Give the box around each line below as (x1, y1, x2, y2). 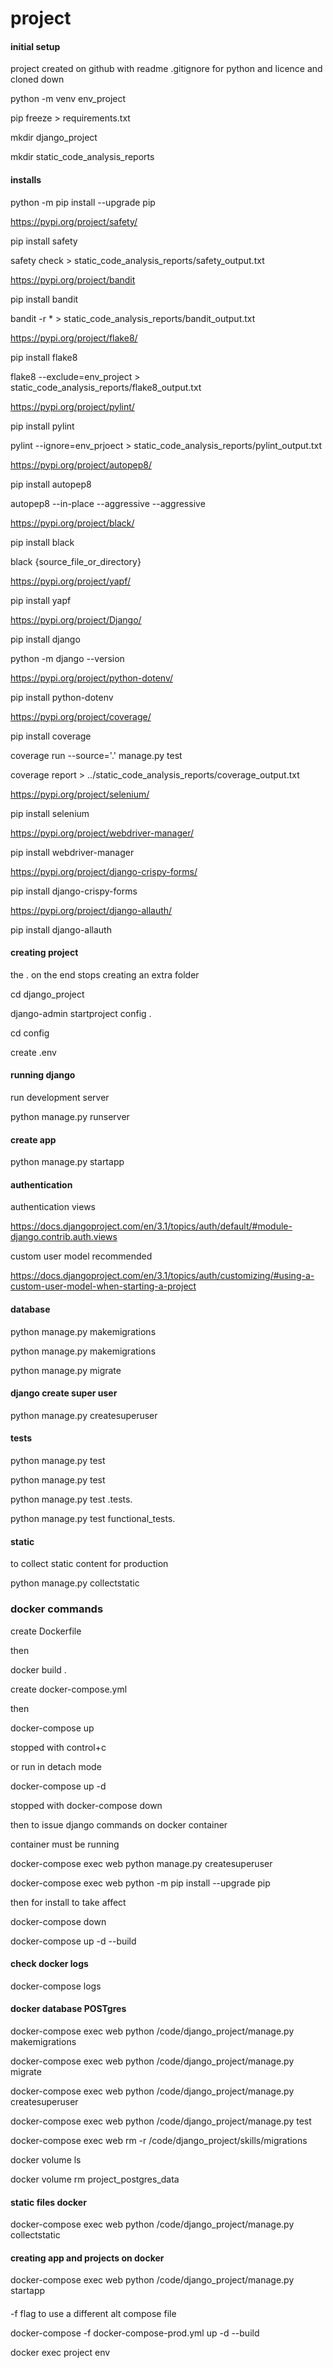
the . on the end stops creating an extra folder (10, 968, 200, 981)
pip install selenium (10, 807, 90, 819)
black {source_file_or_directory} (10, 555, 142, 567)
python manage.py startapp (10, 1156, 125, 1168)
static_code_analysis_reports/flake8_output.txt (10, 381, 202, 393)
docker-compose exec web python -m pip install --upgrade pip (10, 1877, 271, 1889)
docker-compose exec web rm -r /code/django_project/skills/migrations (10, 2134, 308, 2146)
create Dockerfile (10, 1625, 82, 1637)
